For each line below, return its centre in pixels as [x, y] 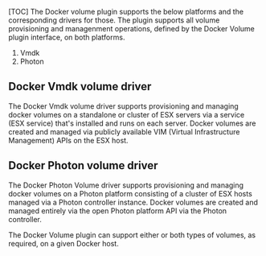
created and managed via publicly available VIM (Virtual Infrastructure [124, 131]
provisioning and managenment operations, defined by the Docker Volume [131, 29]
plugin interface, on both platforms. [67, 37]
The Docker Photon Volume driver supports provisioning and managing [126, 185]
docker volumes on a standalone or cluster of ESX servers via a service [127, 114]
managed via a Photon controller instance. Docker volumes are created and [133, 202]
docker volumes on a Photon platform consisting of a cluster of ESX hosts [131, 193]
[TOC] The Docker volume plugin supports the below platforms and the [126, 12]
